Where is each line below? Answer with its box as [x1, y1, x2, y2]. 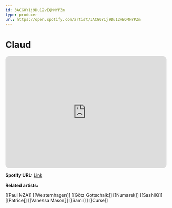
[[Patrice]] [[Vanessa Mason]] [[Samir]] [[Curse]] [5, 197, 109, 204]
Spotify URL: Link [5, 172, 43, 178]
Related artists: [5, 182, 39, 189]
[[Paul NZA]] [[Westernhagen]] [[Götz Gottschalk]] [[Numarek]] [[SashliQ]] [5, 192, 163, 198]
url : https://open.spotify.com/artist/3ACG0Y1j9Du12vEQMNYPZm [5, 17, 141, 22]
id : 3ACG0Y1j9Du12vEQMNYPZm [5, 7, 66, 13]
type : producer [5, 12, 38, 17]
